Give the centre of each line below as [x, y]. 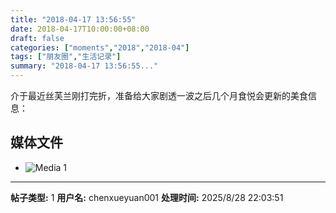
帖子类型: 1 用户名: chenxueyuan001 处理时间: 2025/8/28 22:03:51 [147, 197]
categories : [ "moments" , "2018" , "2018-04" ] [100, 47]
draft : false [37, 38]
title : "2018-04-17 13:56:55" [73, 19]
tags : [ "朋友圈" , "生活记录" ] [66, 57]
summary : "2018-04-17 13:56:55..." [84, 66]
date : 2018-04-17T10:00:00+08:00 [80, 29]
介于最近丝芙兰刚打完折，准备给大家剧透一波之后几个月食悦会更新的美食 [159, 95]
